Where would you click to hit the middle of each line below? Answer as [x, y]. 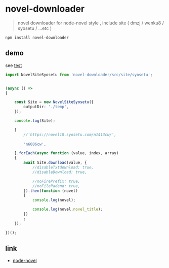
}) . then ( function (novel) [51, 191]
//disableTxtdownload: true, [63, 167]
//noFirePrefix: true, [56, 181]
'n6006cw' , [35, 144]
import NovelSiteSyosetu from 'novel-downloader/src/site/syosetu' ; [79, 75]
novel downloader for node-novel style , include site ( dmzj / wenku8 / [91, 23]
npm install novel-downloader [37, 38]
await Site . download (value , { [55, 163]
